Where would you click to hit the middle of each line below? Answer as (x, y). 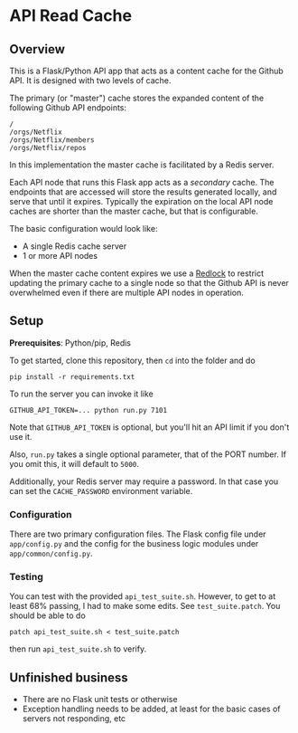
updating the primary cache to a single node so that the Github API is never (149, 283)
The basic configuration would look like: (84, 228)
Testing (26, 577)
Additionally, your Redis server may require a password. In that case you (144, 481)
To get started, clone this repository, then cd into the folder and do (132, 360)
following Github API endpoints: (68, 108)
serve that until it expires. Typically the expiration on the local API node (141, 201)
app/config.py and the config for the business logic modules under (134, 544)
